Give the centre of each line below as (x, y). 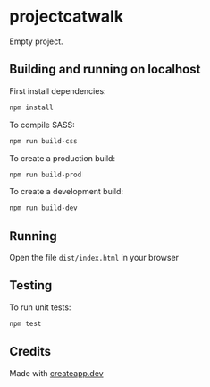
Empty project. (37, 41)
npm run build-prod (46, 175)
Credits (30, 352)
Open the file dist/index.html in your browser (94, 258)
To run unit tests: (40, 307)
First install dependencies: (58, 90)
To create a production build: (63, 158)
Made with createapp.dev (57, 373)
